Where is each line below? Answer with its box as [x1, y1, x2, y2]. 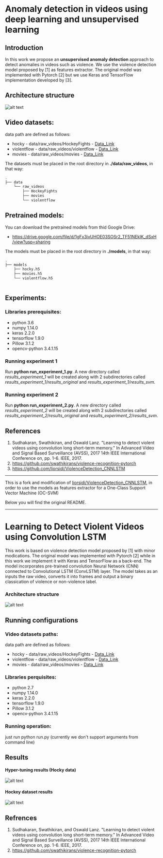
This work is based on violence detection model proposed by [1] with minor [5, 547, 156, 553]
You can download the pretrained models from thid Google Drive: [5, 224, 135, 230]
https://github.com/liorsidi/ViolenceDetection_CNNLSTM [12, 466, 125, 471]
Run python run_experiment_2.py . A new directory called [5, 402, 121, 408]
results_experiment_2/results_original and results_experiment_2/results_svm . [5, 413, 158, 419]
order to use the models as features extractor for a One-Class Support [5, 485, 146, 491]
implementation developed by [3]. [5, 77, 73, 83]
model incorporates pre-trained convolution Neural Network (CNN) [5, 563, 139, 569]
